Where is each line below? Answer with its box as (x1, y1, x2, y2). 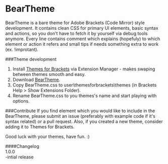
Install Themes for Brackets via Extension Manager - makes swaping (12, 66, 155, 72)
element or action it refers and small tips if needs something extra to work (5, 41, 159, 47)
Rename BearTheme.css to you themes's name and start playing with (12, 93, 157, 99)
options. (12, 98, 30, 104)
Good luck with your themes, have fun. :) (5, 133, 90, 139)
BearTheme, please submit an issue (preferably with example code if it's (5, 113, 155, 119)
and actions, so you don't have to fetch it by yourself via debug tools (5, 30, 148, 36)
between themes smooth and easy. (12, 71, 86, 77)
